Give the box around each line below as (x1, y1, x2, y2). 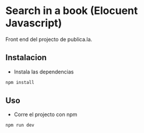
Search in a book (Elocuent (5, 4, 138, 17)
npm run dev (5, 123, 34, 128)
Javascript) (5, 16, 62, 30)
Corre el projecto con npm (13, 111, 78, 118)
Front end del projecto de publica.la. (5, 36, 93, 43)
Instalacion (5, 52, 47, 62)
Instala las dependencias (13, 68, 74, 75)
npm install (5, 79, 34, 85)
